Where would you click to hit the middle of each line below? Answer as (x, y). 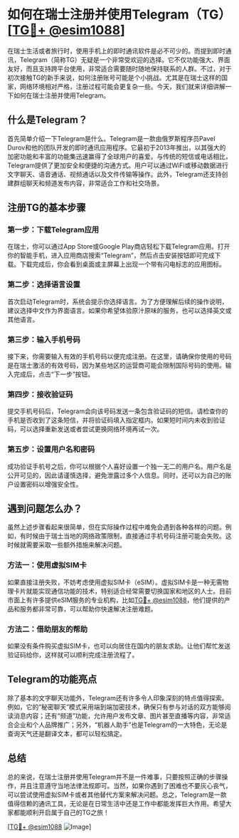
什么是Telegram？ (47, 120)
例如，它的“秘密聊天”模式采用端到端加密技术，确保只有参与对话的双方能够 (116, 707)
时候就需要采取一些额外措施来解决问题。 (67, 545)
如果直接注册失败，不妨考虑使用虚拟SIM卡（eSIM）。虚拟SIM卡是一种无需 (115, 582)
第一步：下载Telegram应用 (53, 230)
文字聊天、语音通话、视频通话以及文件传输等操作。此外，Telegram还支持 (115, 174)
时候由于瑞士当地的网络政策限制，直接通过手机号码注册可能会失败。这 (129, 536)
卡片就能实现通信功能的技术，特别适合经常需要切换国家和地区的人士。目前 (122, 591)
